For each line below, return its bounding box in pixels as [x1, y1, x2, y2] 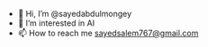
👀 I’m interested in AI [17, 18, 95, 28]
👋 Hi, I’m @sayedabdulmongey [17, 9, 132, 19]
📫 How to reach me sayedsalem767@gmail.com [17, 27, 199, 38]
